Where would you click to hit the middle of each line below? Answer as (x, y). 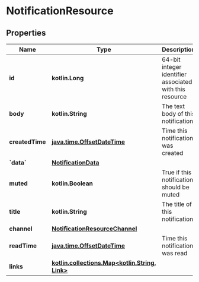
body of (173, 114)
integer (172, 67)
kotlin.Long (68, 78)
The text (174, 106)
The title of (177, 204)
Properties (26, 33)
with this (174, 89)
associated (177, 82)
